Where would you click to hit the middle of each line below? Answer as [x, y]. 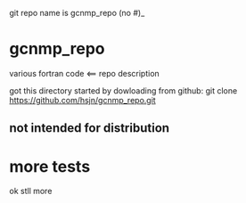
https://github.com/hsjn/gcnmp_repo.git [82, 100]
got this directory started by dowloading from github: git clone [123, 90]
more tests [50, 166]
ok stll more [31, 191]
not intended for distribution [90, 128]
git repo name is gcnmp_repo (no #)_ [77, 13]
